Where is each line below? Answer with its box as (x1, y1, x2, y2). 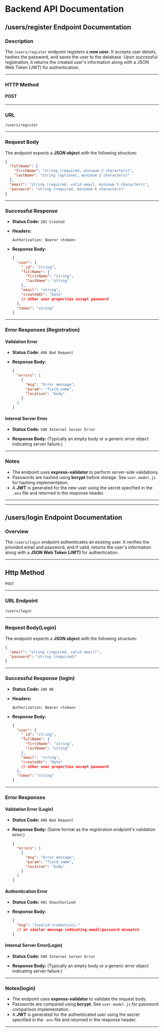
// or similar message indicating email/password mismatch (17, 927, 140, 932)
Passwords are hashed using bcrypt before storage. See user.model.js (12, 474, 156, 480)
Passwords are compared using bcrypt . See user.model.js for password (12, 1001, 159, 1007)
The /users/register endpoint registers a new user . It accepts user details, (5, 49, 157, 54)
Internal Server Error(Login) (5, 942, 62, 948)
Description (5, 38, 34, 45)
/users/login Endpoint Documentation (5, 513, 123, 522)
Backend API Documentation (5, 3, 124, 15)
